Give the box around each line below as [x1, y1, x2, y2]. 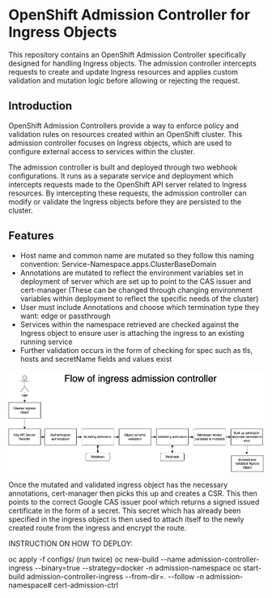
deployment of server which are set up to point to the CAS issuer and [19, 276, 252, 286]
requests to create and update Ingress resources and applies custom [8, 67, 239, 76]
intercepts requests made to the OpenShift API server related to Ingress [8, 179, 247, 189]
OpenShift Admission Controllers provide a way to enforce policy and [8, 120, 239, 131]
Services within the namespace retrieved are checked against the [19, 319, 240, 329]
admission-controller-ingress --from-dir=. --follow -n [27, 572, 205, 581]
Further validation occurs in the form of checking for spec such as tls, [19, 345, 253, 355]
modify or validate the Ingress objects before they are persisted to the [8, 196, 242, 206]
